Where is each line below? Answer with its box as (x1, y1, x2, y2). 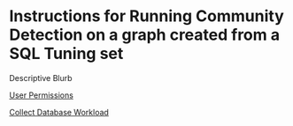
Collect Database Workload (9, 107, 109, 117)
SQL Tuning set (9, 44, 124, 63)
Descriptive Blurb (9, 72, 73, 83)
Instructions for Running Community (9, 6, 285, 26)
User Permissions (9, 90, 73, 100)
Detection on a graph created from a (9, 25, 281, 45)
